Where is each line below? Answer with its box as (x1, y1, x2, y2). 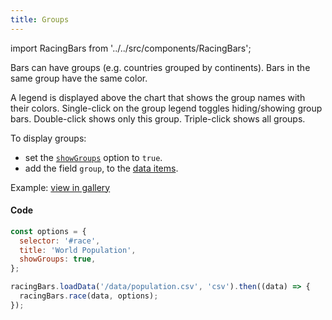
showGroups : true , (19, 254, 97, 265)
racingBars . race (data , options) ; (19, 291, 159, 301)
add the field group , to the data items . (24, 162, 179, 174)
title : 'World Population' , (19, 245, 137, 255)
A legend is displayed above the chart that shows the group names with (10, 91, 306, 103)
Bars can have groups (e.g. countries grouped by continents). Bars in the (10, 61, 311, 73)
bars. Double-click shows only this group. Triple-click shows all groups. (10, 112, 306, 125)
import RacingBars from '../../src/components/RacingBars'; (10, 42, 252, 54)
